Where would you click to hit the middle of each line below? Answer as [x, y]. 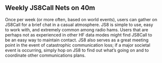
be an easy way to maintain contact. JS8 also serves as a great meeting [77, 40]
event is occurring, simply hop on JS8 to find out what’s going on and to [77, 50]
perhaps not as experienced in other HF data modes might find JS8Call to [79, 35]
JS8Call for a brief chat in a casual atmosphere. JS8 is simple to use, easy [79, 25]
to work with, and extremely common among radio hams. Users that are [77, 30]
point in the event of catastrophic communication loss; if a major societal [78, 45]
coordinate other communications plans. [45, 55]
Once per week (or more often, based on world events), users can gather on [81, 19]
